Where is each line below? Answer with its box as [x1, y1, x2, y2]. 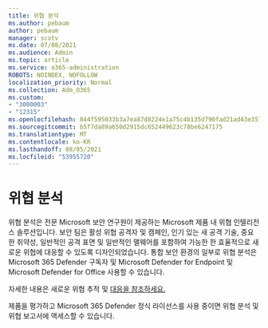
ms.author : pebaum [8, 19, 69, 27]
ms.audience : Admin [8, 49, 73, 57]
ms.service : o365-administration [8, 64, 120, 72]
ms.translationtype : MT [8, 130, 88, 138]
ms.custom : [8, 93, 45, 101]
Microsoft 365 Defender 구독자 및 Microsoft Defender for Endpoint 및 [8, 257, 234, 267]
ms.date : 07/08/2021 [8, 41, 77, 49]
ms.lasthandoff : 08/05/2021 [8, 145, 102, 153]
